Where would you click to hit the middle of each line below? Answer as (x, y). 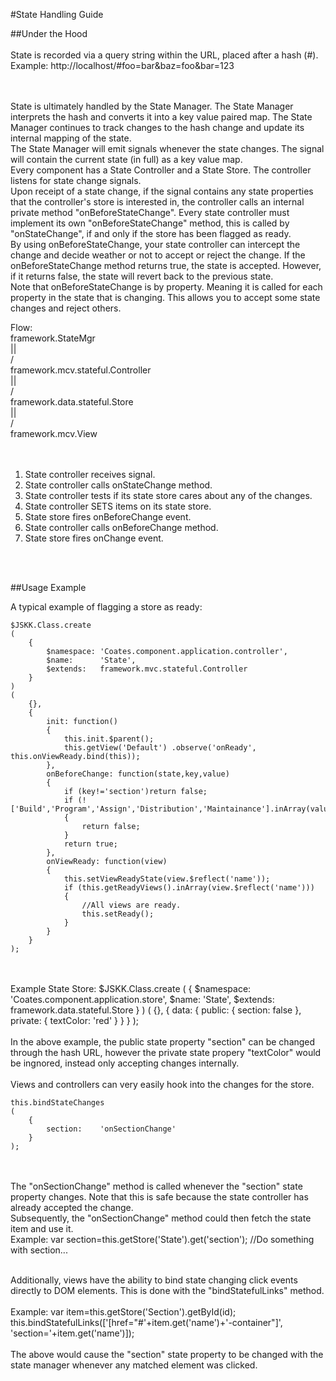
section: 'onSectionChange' (111, 1129)
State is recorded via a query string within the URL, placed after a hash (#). (164, 55)
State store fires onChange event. (94, 538)
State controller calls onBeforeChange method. (121, 527)
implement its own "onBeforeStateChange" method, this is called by (150, 223)
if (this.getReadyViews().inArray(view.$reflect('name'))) (189, 888)
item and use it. (42, 1228)
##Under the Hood (49, 33)
